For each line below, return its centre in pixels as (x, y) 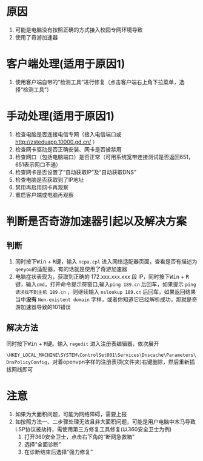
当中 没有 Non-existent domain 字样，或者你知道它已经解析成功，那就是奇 (106, 299)
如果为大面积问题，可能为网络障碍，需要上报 (71, 414)
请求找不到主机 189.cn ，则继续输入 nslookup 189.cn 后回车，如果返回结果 (105, 291)
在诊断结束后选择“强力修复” (58, 452)
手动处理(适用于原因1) (61, 117)
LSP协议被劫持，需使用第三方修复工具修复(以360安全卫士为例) (93, 429)
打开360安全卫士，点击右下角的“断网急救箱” (79, 437)
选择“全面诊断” (42, 444)
